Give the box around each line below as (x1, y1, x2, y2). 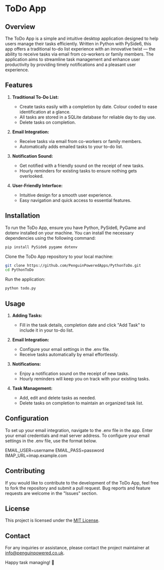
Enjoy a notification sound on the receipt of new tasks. (19, 370, 130, 376)
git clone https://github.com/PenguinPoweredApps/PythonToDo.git (5, 263, 141, 268)
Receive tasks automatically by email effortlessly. (19, 351, 119, 357)
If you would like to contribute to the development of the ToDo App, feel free (5, 480, 159, 485)
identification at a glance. (19, 109, 71, 114)
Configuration (5, 414, 49, 423)
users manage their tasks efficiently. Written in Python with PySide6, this (5, 41, 152, 47)
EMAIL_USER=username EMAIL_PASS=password (5, 447, 104, 453)
